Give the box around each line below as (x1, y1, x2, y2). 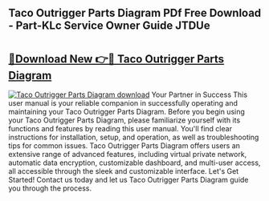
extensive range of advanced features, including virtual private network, (8, 150, 247, 159)
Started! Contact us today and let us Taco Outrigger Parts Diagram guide (8, 175, 249, 184)
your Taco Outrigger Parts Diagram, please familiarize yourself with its (8, 115, 241, 125)
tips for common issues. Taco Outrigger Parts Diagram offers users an (8, 141, 241, 151)
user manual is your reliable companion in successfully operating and (8, 98, 238, 107)
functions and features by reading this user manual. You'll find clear (8, 124, 233, 133)
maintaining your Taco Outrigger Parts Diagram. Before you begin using (8, 107, 245, 116)
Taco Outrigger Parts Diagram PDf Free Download (8, 6, 262, 20)
